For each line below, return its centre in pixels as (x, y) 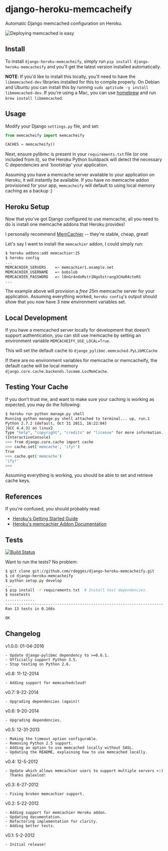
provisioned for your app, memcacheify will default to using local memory (80, 185)
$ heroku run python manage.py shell (45, 414)
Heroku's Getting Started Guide (45, 519)
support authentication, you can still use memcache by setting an (73, 336)
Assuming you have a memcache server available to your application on (80, 175)
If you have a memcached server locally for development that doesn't (77, 330)
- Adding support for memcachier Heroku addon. (56, 813)
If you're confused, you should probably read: (53, 509)
